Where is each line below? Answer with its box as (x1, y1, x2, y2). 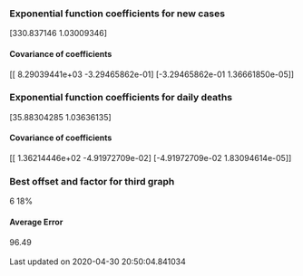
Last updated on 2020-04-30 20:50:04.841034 (9, 256, 186, 267)
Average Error (9, 216, 64, 227)
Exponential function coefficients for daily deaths (9, 91, 233, 104)
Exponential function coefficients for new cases (9, 7, 225, 20)
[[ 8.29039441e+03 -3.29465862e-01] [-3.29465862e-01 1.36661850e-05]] (9, 69, 295, 80)
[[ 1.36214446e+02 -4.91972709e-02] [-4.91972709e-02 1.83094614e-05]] (9, 153, 292, 163)
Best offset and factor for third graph (9, 175, 175, 187)
